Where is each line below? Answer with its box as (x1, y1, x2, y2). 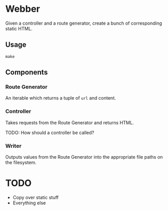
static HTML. (5, 25, 32, 31)
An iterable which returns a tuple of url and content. (5, 95, 116, 101)
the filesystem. (5, 160, 37, 166)
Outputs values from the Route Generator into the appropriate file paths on (5, 154, 163, 160)
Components (5, 68, 48, 77)
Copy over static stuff (12, 194, 59, 200)
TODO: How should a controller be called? (5, 129, 95, 136)
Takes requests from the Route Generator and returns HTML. (5, 119, 134, 126)
